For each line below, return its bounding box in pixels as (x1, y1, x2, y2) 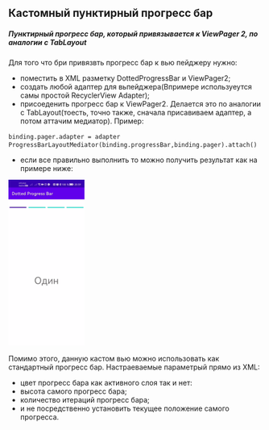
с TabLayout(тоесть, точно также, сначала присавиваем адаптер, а (19, 108, 252, 118)
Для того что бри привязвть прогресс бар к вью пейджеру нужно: (8, 58, 238, 68)
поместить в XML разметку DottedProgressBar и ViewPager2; (19, 73, 231, 83)
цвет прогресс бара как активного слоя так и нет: (19, 378, 192, 387)
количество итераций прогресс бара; (19, 395, 151, 404)
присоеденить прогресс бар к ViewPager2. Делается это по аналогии (19, 99, 262, 109)
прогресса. (19, 411, 60, 422)
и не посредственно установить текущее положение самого (19, 403, 230, 413)
